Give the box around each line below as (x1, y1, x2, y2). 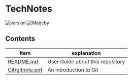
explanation (72, 49, 101, 56)
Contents (5, 34, 36, 43)
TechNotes (5, 3, 52, 15)
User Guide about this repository (47, 58, 125, 65)
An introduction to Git (47, 66, 98, 73)
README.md (8, 58, 38, 65)
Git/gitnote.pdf (8, 66, 43, 73)
